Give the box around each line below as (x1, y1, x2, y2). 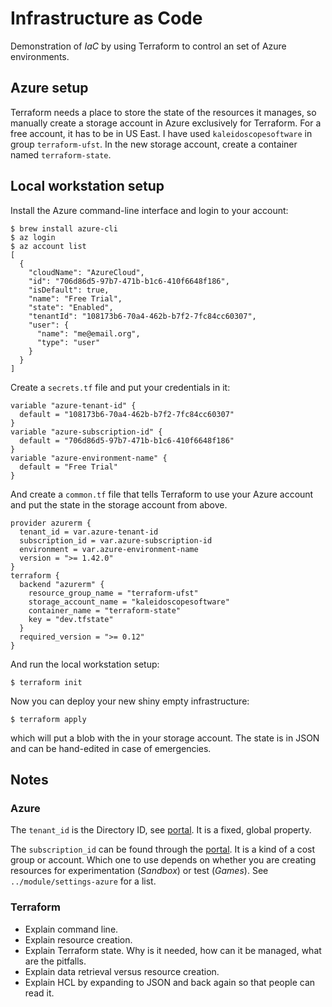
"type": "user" (36, 337, 101, 347)
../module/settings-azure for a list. (10, 875, 157, 887)
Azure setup (10, 80, 89, 97)
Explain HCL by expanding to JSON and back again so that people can (24, 976, 316, 988)
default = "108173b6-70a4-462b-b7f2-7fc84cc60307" (19, 409, 235, 419)
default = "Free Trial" (19, 462, 118, 472)
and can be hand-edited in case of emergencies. (10, 742, 212, 754)
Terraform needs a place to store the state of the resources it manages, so (10, 106, 317, 118)
